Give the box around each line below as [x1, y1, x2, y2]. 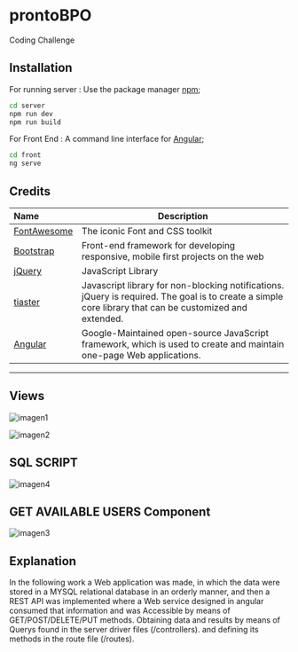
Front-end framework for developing [81, 239, 236, 251]
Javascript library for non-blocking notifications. [81, 279, 285, 291]
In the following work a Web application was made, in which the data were [9, 577, 281, 588]
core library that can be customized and [81, 301, 248, 313]
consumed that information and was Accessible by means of [9, 605, 231, 617]
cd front [9, 151, 42, 160]
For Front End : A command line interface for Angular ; [9, 134, 205, 145]
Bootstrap [13, 245, 55, 257]
